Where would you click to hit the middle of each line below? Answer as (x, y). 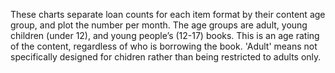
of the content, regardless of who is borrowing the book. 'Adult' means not (164, 46)
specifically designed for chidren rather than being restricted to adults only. (166, 57)
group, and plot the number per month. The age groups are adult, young (159, 25)
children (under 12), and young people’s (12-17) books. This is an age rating (165, 35)
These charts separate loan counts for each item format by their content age (168, 14)
